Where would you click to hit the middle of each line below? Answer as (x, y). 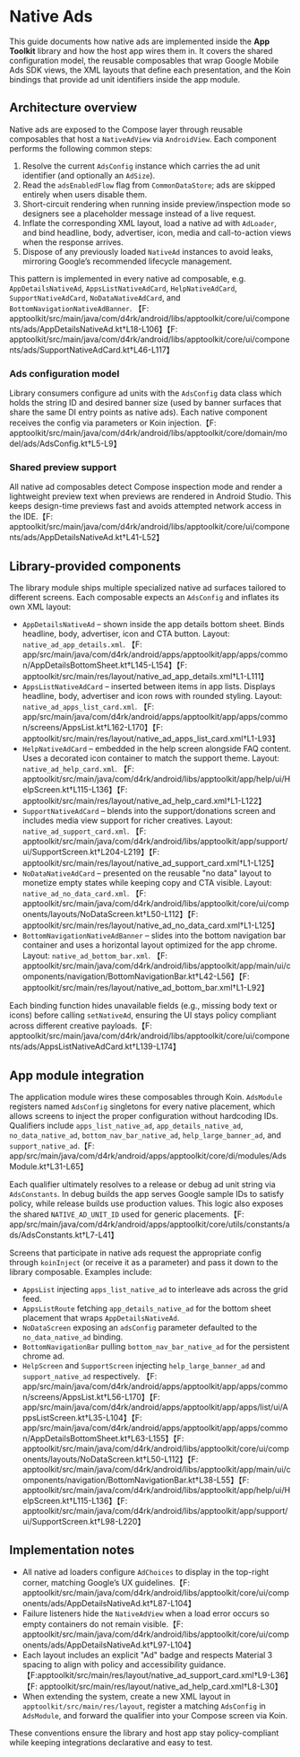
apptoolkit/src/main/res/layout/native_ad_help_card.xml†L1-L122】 (144, 801)
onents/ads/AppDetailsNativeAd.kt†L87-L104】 (109, 1603)
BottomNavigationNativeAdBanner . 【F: (79, 308)
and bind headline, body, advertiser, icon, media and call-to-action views (157, 232)
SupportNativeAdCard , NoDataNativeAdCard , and (95, 297)
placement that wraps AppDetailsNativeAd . (101, 1317)
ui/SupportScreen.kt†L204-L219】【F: (91, 852)
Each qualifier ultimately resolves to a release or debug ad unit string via (142, 1184)
